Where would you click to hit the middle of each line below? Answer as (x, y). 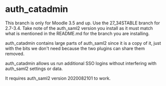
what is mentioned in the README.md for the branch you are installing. (77, 33)
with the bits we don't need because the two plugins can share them (75, 48)
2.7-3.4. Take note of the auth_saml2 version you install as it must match (79, 28)
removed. (15, 54)
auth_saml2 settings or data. (34, 69)
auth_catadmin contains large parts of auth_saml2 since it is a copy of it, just (83, 43)
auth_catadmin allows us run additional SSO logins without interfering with (81, 63)
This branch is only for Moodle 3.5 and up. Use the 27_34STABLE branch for (83, 23)
